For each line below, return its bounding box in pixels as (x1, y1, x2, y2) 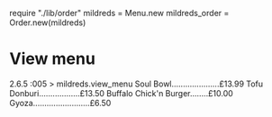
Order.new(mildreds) (9, 17, 86, 28)
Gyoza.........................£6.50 (9, 97, 112, 108)
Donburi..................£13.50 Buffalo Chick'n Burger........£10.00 (9, 87, 234, 98)
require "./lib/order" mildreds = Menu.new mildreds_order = (9, 8, 230, 18)
